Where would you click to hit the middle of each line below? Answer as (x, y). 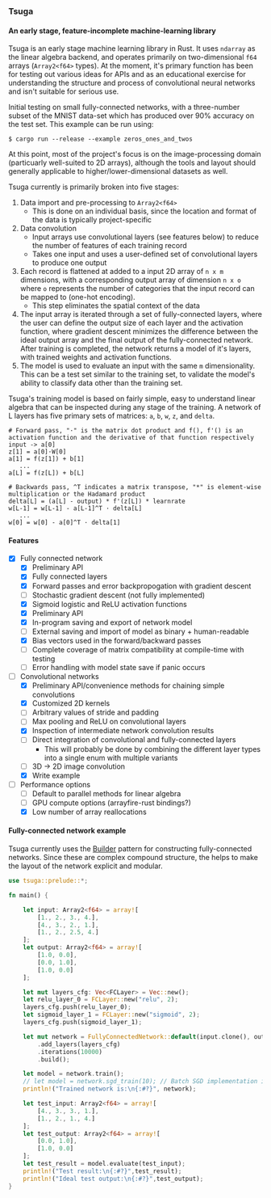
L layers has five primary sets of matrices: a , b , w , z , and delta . (112, 416)
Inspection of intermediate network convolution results (123, 731)
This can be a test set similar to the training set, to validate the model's (138, 374)
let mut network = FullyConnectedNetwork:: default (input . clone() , (137, 1036)
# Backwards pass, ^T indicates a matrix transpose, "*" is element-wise (135, 487)
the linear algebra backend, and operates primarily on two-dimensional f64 (133, 57)
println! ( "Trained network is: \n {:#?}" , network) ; (110, 1089)
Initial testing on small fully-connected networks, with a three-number (124, 108)
